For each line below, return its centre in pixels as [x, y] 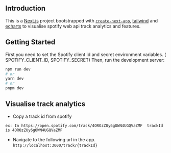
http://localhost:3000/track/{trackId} [55, 145]
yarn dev [15, 79]
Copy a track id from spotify [42, 116]
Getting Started [30, 42]
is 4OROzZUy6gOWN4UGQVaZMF [34, 130]
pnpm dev [15, 88]
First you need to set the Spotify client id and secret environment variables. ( [86, 54]
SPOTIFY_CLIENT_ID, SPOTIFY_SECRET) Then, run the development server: [85, 60]
